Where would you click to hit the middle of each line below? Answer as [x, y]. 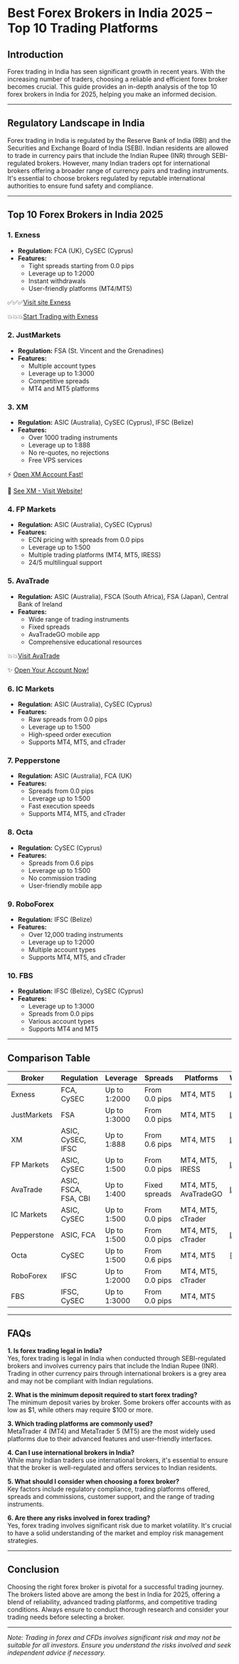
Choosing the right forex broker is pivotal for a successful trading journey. [116, 1586]
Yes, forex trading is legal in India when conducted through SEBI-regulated [117, 1358]
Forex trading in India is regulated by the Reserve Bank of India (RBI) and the [119, 140]
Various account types [61, 1022]
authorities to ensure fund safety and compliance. [80, 186]
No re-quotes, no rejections [69, 452]
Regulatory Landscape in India [76, 123]
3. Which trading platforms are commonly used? [80, 1424]
